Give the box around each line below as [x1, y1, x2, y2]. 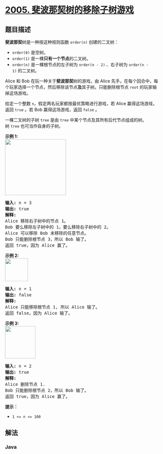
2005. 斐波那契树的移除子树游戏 [5, 4, 134, 16]
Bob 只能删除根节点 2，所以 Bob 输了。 [5, 388, 89, 393]
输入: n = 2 [5, 363, 32, 369]
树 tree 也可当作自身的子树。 [5, 123, 63, 129]
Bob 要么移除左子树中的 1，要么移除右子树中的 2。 [5, 224, 111, 230]
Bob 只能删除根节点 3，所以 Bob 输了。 [5, 236, 89, 242]
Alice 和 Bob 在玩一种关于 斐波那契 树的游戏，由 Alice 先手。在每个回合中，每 [5, 78, 159, 84]
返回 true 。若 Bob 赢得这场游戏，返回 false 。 [5, 107, 100, 112]
